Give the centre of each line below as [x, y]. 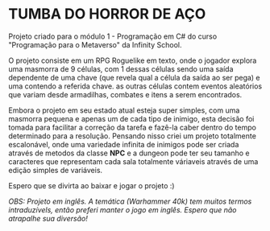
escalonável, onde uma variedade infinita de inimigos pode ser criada [124, 144]
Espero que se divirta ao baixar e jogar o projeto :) [91, 185]
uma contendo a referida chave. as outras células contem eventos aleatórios [135, 86]
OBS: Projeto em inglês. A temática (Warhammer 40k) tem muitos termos [130, 201]
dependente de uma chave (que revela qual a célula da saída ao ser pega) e [134, 77]
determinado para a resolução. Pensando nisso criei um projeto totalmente [132, 136]
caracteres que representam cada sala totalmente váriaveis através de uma [133, 161]
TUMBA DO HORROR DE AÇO [107, 14]
